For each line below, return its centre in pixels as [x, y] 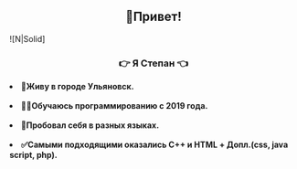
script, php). [33, 155]
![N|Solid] [27, 38]
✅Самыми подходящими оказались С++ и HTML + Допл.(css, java [155, 145]
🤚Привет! [154, 17]
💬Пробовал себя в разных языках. [90, 125]
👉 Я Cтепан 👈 [154, 63]
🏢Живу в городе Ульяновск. [78, 87]
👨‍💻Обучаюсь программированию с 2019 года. [115, 106]
